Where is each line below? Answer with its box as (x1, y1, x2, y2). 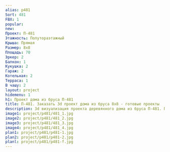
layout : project (5, 87, 39, 93)
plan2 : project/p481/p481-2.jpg (5, 135, 73, 140)
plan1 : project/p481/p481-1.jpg (5, 130, 73, 135)
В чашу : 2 (5, 83, 26, 88)
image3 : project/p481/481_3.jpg (5, 120, 73, 126)
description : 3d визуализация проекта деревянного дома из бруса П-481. (5, 106, 162, 111)
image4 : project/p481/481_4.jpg (5, 125, 73, 130)
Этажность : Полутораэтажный (5, 36, 65, 41)
